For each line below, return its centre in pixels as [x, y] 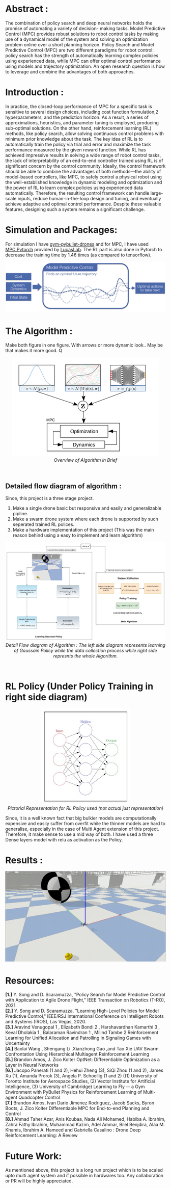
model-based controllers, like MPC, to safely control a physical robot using [83, 177]
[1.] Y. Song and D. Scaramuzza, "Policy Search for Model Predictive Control [85, 995]
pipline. [20, 514]
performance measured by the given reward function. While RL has [76, 150]
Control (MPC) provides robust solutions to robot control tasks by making [82, 34]
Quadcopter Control [39, 1098]
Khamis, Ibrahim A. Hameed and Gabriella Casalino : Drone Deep [73, 1130]
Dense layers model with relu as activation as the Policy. [64, 839]
